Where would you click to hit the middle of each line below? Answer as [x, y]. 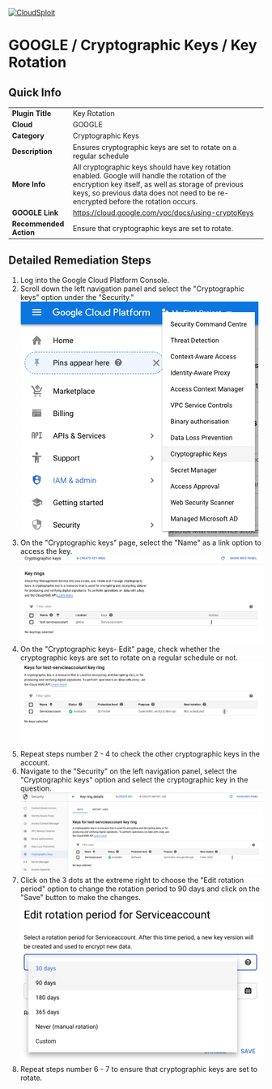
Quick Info [35, 92]
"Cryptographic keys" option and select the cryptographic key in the [134, 780]
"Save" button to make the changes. [81, 897]
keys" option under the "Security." [77, 297]
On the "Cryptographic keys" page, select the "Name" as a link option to [140, 542]
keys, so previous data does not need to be [144, 193]
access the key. [46, 551]
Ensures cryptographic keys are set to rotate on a [155, 147]
